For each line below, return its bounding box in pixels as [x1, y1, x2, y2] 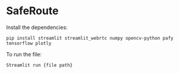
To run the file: [6, 50, 42, 57]
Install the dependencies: [6, 24, 68, 31]
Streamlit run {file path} [6, 62, 73, 68]
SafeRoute [6, 4, 59, 18]
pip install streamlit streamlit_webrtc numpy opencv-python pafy [6, 35, 174, 41]
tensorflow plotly [6, 40, 52, 46]
